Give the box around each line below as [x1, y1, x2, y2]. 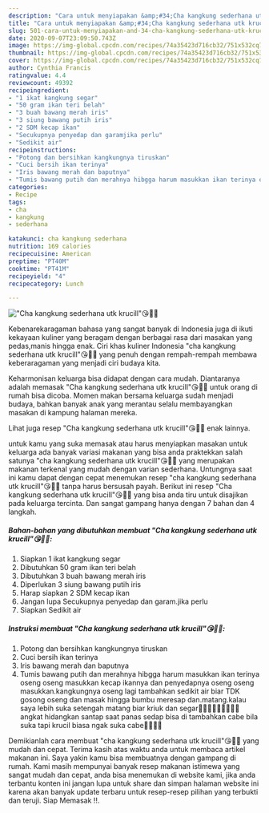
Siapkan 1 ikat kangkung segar [19, 554, 121, 564]
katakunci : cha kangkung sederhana [8, 235, 127, 243]
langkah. [8, 507, 37, 517]
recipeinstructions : [8, 146, 78, 154]
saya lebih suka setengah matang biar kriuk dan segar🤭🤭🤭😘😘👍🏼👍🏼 [19, 703, 240, 714]
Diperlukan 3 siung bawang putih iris [19, 580, 142, 589]
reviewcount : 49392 [8, 79, 74, 87]
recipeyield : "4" [8, 272, 66, 281]
